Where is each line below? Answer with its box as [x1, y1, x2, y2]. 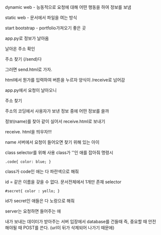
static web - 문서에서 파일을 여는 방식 [5, 15, 77, 21]
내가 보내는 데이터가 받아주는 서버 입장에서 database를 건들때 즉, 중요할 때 [5, 219, 147, 224]
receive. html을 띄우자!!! [5, 129, 52, 134]
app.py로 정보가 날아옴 [5, 36, 49, 41]
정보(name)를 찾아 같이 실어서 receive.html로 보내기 [5, 119, 105, 124]
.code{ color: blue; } [5, 159, 51, 164]
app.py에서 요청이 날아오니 [5, 87, 57, 93]
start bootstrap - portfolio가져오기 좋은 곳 [5, 25, 86, 31]
